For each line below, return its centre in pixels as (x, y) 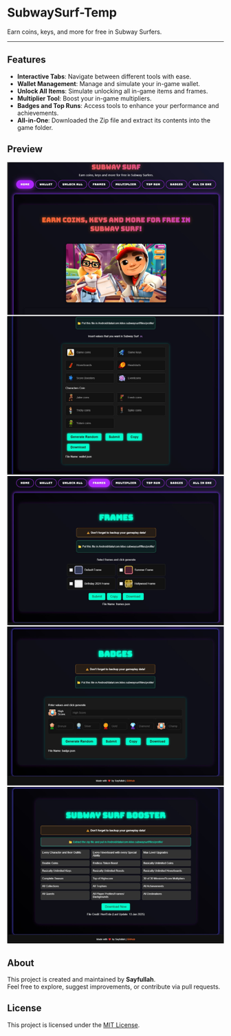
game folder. (35, 127)
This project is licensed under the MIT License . (74, 1025)
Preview (25, 149)
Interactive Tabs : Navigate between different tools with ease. (104, 76)
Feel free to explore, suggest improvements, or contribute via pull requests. (114, 987)
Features (26, 60)
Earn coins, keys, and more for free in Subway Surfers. (85, 32)
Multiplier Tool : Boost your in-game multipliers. (85, 98)
